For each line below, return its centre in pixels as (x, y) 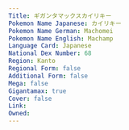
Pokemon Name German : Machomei (61, 31)
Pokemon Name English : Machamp (61, 38)
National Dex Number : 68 (50, 53)
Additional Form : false (48, 76)
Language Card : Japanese (50, 46)
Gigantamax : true (37, 91)
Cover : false (30, 99)
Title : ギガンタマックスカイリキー (60, 16)
